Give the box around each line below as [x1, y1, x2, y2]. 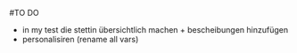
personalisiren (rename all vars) [21, 34, 139, 44]
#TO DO [9, 8, 39, 18]
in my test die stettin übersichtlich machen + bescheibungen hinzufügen [21, 25, 288, 34]
